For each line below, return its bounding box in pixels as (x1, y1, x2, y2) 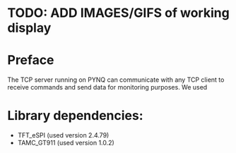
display (7, 20, 52, 36)
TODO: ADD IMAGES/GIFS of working (7, 5, 230, 21)
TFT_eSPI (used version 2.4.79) (17, 131, 110, 140)
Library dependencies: (7, 108, 143, 124)
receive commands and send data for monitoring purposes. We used (7, 83, 208, 92)
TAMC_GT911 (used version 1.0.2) (17, 139, 114, 147)
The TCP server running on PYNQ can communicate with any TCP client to (7, 75, 225, 84)
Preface (7, 52, 54, 68)
